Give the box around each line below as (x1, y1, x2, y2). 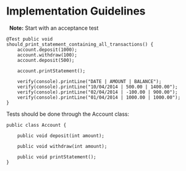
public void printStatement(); (17, 153, 97, 160)
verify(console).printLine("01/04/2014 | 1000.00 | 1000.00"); (17, 94, 181, 101)
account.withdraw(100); (17, 52, 78, 58)
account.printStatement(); (17, 68, 86, 74)
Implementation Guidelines (6, 4, 146, 18)
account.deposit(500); (17, 57, 75, 63)
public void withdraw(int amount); (17, 143, 108, 149)
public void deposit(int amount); (17, 132, 105, 139)
